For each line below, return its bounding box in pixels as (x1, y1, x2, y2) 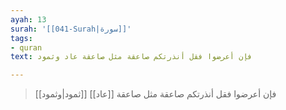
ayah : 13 (10, 14, 47, 25)
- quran (10, 42, 43, 53)
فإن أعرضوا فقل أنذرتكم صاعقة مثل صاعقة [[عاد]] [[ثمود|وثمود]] (34, 88, 277, 100)
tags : (10, 33, 33, 43)
